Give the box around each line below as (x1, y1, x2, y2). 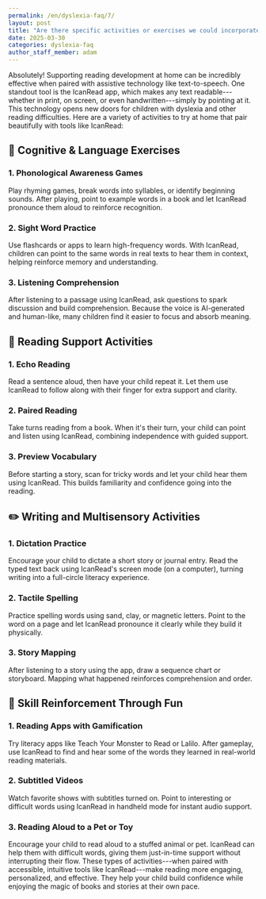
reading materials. (8, 755, 67, 765)
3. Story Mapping (8, 647, 77, 659)
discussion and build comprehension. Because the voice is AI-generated (8, 303, 245, 313)
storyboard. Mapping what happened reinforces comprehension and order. (8, 674, 253, 683)
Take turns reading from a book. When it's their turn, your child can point (8, 423, 246, 432)
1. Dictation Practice (8, 537, 87, 548)
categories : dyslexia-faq (8, 41, 93, 49)
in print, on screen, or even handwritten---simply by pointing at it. (36, 96, 251, 105)
